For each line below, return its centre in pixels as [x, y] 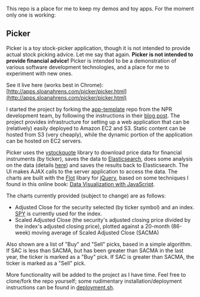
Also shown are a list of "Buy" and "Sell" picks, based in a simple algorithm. [99, 244]
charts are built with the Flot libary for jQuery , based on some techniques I [98, 178]
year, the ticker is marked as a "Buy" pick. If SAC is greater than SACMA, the [100, 256]
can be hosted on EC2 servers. [44, 141]
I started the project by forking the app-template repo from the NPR [89, 109]
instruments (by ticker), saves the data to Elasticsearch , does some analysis [99, 159]
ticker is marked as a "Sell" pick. [46, 263]
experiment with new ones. [39, 73]
